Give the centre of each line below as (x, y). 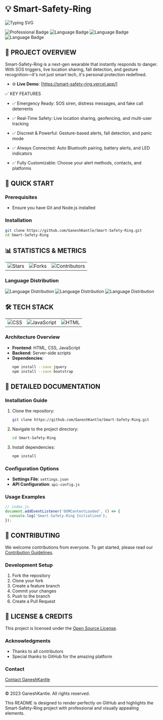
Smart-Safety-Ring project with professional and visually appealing (72, 708)
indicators (22, 153)
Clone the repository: (33, 411)
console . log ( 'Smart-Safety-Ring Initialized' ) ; (58, 516)
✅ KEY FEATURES (23, 94)
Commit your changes (34, 591)
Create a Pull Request (34, 601)
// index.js (17, 507)
